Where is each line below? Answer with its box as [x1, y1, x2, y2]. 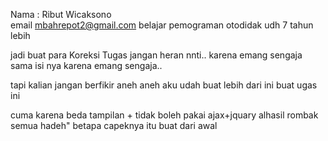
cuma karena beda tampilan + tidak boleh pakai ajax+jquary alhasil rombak [10, 109, 319, 121]
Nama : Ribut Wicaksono [10, 9, 112, 20]
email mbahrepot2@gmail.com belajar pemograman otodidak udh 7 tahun [10, 19, 314, 31]
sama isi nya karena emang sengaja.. [10, 60, 163, 71]
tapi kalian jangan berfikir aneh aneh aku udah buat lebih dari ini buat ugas [10, 79, 318, 91]
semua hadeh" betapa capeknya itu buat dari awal [10, 120, 218, 131]
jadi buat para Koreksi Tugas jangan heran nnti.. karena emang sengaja [10, 49, 303, 61]
